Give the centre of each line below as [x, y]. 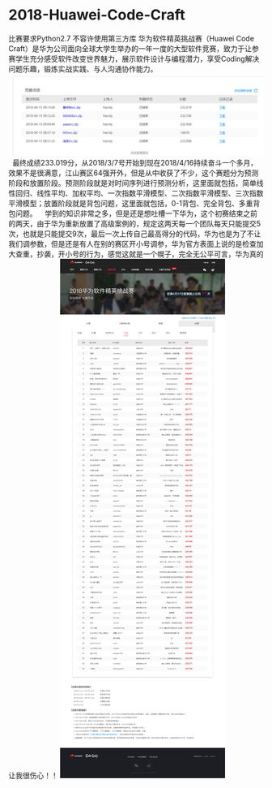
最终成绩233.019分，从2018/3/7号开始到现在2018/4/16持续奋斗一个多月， [134, 163]
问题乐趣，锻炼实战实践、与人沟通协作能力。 [83, 69]
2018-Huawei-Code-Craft [97, 15]
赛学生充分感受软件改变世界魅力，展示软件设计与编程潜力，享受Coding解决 [134, 58]
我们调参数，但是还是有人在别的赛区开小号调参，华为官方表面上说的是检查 [132, 244]
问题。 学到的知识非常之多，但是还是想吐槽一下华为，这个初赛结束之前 [136, 213]
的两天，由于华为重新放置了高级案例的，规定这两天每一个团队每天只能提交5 [135, 224]
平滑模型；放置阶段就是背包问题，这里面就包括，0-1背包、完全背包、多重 [131, 204]
